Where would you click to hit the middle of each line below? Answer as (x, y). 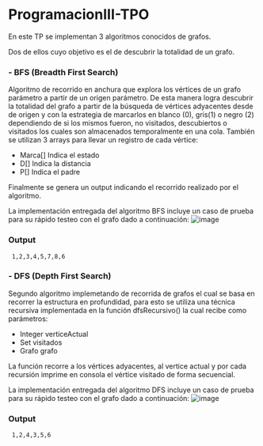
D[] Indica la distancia (55, 164)
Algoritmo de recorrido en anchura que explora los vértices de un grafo (125, 89)
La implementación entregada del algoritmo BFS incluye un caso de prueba (131, 211)
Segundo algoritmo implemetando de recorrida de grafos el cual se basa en (131, 293)
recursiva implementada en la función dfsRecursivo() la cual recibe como (128, 310)
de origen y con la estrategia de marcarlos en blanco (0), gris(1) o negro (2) (131, 115)
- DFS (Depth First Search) (60, 276)
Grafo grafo (38, 350)
